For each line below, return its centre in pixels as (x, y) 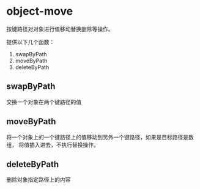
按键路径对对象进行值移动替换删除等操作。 (60, 29)
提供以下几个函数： (31, 42)
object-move (40, 11)
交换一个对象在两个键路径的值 (44, 102)
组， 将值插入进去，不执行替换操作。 (53, 144)
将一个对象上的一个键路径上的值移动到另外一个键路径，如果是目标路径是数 (100, 137)
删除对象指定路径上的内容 (39, 180)
